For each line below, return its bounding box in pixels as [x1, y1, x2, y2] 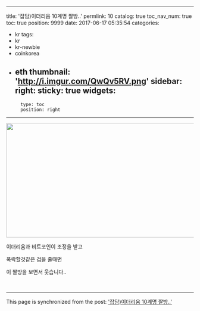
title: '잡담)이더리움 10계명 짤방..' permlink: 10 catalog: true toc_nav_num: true [6, 13, 192, 20]
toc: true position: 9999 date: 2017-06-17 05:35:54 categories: [6, 19, 160, 26]
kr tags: [14, 31, 34, 38]
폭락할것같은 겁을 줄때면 [6, 256, 62, 263]
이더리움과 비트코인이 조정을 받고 [6, 242, 83, 250]
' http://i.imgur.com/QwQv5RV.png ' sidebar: [14, 76, 183, 86]
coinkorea [14, 50, 40, 57]
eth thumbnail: [14, 67, 71, 77]
